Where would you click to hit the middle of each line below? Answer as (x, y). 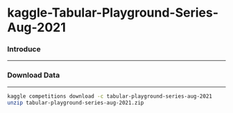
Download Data (34, 76)
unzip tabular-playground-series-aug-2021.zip (76, 103)
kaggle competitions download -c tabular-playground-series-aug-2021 (110, 96)
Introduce (24, 49)
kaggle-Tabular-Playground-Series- (113, 13)
